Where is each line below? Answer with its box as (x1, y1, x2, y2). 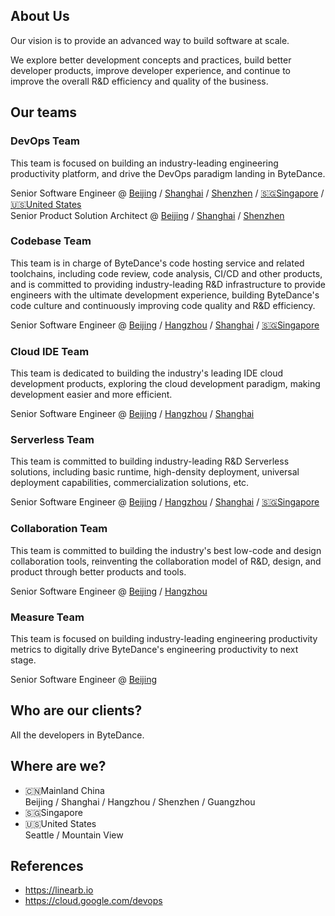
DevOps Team (10, 134, 81, 148)
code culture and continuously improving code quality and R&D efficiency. (10, 299, 316, 311)
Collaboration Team (10, 522, 108, 536)
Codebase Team (10, 234, 92, 248)
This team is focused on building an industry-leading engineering (10, 157, 279, 169)
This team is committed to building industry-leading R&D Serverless (10, 455, 290, 468)
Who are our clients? (10, 702, 143, 719)
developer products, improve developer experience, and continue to (10, 64, 291, 76)
